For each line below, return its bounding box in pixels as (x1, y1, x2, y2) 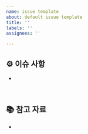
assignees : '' (6, 31, 41, 36)
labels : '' (6, 25, 33, 31)
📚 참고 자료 (6, 105, 47, 115)
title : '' (6, 19, 31, 25)
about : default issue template (6, 14, 83, 20)
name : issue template (6, 8, 59, 15)
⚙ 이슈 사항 (6, 59, 46, 69)
